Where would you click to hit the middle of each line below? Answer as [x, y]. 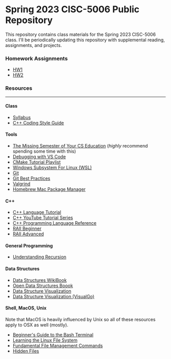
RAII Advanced [28, 234]
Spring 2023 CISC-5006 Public [73, 9]
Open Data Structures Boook [43, 285]
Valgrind [21, 184]
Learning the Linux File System [45, 340]
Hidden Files [26, 351]
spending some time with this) [44, 151]
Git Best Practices [31, 178]
